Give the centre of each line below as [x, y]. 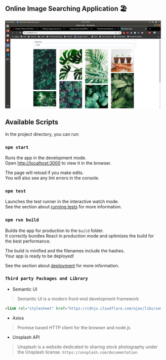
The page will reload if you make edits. [44, 173]
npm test [16, 191]
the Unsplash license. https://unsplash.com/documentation [77, 352]
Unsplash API [26, 337]
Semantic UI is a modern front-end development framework [78, 299]
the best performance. [28, 241]
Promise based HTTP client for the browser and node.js [74, 327]
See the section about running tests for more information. [63, 207]
